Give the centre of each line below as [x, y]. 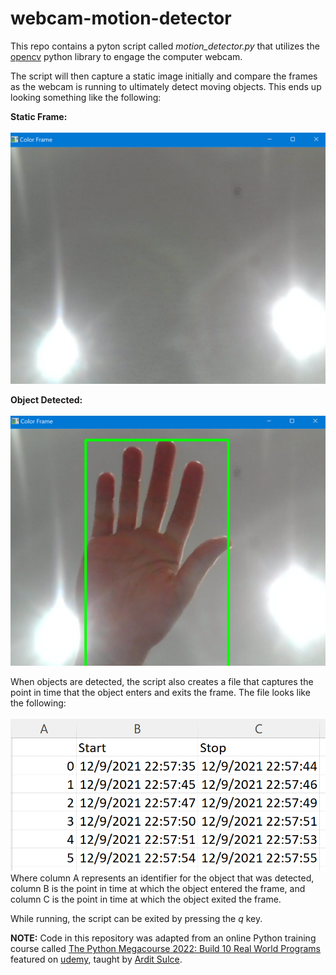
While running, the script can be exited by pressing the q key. [136, 919]
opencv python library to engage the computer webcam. [126, 56]
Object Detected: [46, 400]
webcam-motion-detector [121, 18]
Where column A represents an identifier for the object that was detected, [162, 878]
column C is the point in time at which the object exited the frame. [146, 899]
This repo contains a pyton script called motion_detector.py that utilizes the [165, 46]
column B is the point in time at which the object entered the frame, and [158, 889]
